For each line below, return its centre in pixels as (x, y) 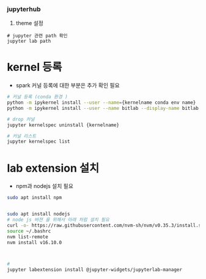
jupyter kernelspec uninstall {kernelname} (63, 125)
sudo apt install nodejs (39, 214)
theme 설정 (29, 23)
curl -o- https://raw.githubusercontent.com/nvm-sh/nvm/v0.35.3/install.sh (105, 225)
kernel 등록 (35, 67)
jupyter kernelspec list (39, 142)
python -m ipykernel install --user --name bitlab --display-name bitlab (103, 108)
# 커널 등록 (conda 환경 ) (37, 97)
